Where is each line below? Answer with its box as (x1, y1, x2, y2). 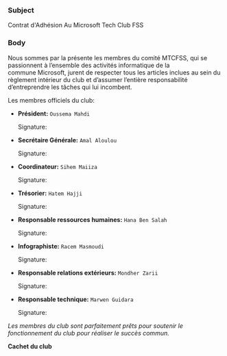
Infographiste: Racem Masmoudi (17, 242, 105, 250)
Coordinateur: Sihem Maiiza (17, 162, 98, 170)
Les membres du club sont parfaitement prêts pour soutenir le (8, 321, 184, 330)
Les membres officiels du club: (8, 96, 95, 104)
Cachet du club (8, 342, 52, 351)
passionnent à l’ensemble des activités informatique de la (8, 61, 170, 69)
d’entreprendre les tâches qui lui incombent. (8, 83, 132, 91)
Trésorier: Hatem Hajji (17, 189, 83, 197)
